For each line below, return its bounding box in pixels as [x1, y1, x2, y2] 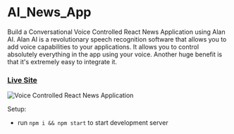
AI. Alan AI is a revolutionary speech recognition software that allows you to [7, 35, 227, 43]
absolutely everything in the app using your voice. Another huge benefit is [7, 50, 223, 59]
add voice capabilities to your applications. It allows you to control [7, 42, 199, 51]
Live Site [7, 75, 37, 85]
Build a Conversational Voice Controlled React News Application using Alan [7, 28, 226, 36]
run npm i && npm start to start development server [17, 118, 168, 127]
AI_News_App [7, 4, 92, 20]
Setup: [7, 105, 27, 114]
